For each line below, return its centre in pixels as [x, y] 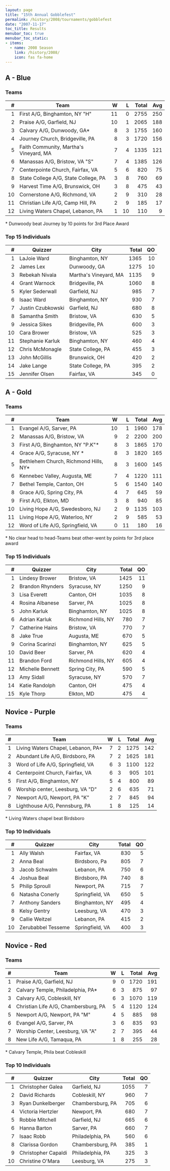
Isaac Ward [33, 300]
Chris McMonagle [40, 350]
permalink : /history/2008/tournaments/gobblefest [59, 19]
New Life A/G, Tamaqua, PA [49, 1039]
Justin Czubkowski [42, 308]
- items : [14, 43]
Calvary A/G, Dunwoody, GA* [55, 131]
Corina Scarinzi [38, 644]
